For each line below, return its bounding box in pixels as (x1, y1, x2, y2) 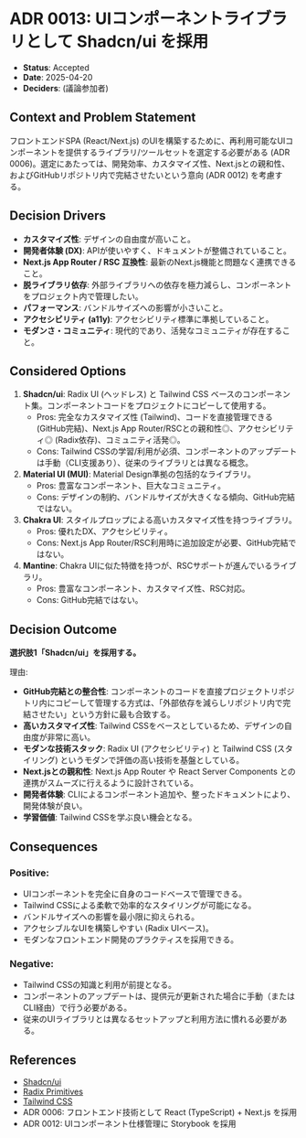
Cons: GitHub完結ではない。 (36, 595, 143, 606)
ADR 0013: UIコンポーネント (9, 8, 224, 29)
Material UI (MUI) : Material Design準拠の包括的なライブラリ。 (22, 468, 256, 480)
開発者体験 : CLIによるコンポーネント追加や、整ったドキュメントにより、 (22, 789, 295, 800)
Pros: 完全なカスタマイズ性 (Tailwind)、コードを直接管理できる (36, 412, 274, 423)
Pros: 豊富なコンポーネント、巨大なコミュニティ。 (36, 480, 227, 491)
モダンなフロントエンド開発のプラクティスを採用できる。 (22, 934, 239, 945)
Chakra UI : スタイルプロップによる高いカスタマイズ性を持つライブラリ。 (22, 514, 297, 526)
